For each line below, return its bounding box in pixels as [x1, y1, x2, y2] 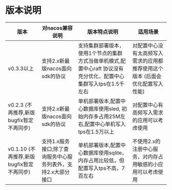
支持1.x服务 [41, 137, 70, 145]
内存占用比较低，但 [78, 157, 124, 164]
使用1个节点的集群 [78, 50, 123, 57]
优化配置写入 [132, 80, 163, 87]
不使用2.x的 [132, 137, 161, 145]
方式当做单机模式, [78, 57, 121, 64]
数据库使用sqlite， [83, 149, 127, 156]
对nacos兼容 [41, 24, 73, 31]
